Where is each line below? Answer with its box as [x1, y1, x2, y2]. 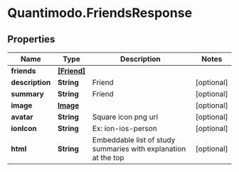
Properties [7, 33, 55, 45]
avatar [11, 112, 33, 122]
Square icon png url [92, 112, 159, 122]
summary [11, 89, 44, 98]
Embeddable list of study [92, 135, 176, 144]
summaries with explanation [92, 144, 186, 154]
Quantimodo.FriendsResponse [7, 5, 193, 21]
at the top [92, 153, 124, 162]
